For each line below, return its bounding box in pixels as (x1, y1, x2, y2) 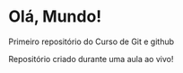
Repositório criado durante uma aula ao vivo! (8, 53, 174, 64)
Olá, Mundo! (8, 6, 102, 27)
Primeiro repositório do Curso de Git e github (8, 36, 175, 47)
